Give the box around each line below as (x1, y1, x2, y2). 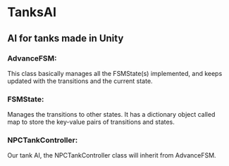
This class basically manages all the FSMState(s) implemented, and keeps (7, 69, 223, 77)
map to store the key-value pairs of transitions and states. (7, 117, 175, 127)
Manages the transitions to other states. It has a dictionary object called (7, 110, 216, 119)
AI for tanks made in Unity (7, 32, 124, 44)
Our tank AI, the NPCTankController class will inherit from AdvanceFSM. (7, 151, 216, 160)
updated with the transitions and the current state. (7, 77, 153, 85)
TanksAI (7, 4, 57, 20)
